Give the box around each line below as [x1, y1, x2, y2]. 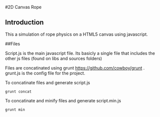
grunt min [5, 107, 26, 112]
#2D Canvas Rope [5, 4, 42, 10]
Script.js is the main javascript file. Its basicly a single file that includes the [5, 50, 156, 56]
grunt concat [5, 89, 32, 94]
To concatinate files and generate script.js [5, 79, 90, 85]
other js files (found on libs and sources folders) [5, 55, 102, 61]
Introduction [5, 18, 44, 26]
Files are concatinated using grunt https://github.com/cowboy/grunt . [5, 65, 145, 70]
